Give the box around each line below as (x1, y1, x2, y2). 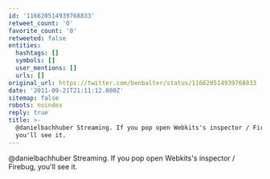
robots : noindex (8, 101, 63, 109)
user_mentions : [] (15, 64, 78, 72)
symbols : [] (15, 57, 56, 65)
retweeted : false (8, 34, 67, 43)
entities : (8, 42, 42, 50)
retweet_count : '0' (8, 19, 74, 27)
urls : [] (15, 71, 45, 79)
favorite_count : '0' (8, 26, 78, 35)
